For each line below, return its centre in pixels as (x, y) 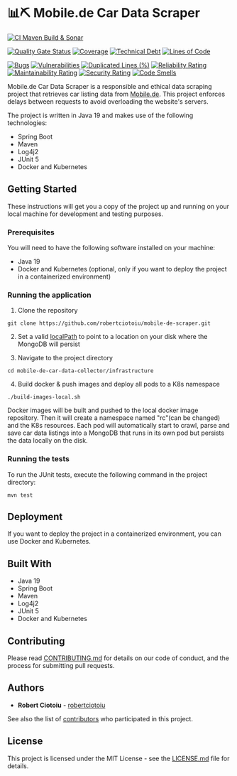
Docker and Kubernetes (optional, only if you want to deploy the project (122, 269)
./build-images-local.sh (44, 397)
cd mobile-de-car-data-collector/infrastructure (81, 371)
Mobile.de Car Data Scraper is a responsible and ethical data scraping (110, 86)
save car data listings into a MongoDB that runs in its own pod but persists (116, 433)
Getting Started (42, 189)
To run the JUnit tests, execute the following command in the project (108, 474)
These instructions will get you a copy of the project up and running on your (118, 206)
